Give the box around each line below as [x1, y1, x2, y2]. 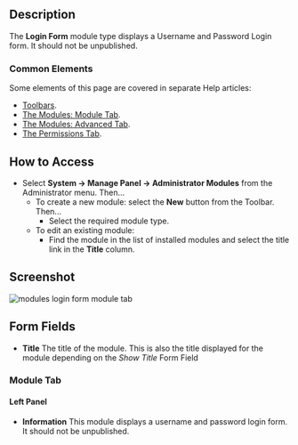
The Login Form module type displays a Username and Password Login [9, 30, 272, 41]
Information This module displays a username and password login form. [21, 416, 288, 426]
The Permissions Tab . [21, 128, 102, 139]
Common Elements [9, 62, 93, 75]
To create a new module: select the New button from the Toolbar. [35, 196, 275, 207]
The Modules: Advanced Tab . [21, 119, 131, 130]
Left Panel [9, 396, 47, 408]
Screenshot [9, 270, 76, 285]
